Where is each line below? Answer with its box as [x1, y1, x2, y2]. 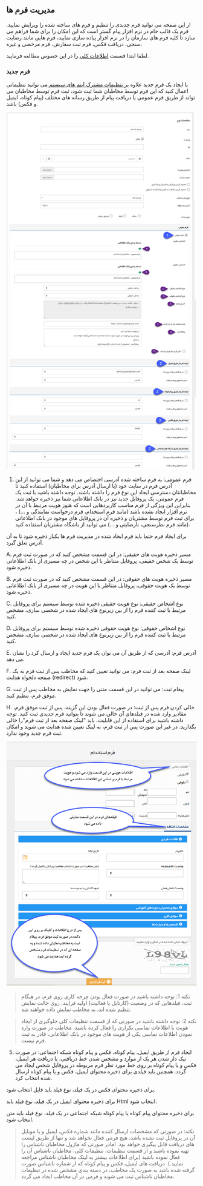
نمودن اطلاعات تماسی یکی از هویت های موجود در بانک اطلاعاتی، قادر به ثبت [21, 1030, 193, 1038]
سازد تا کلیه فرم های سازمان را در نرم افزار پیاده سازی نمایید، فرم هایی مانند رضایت [6, 33, 196, 41]
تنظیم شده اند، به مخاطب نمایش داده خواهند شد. [21, 1005, 132, 1013]
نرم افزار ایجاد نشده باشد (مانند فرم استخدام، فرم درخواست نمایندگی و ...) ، [14, 508, 187, 515]
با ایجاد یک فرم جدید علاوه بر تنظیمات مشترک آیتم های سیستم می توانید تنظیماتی [6, 81, 188, 88]
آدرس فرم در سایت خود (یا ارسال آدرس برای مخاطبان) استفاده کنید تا [14, 482, 172, 489]
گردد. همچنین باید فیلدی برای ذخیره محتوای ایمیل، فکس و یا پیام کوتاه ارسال [14, 1067, 186, 1075]
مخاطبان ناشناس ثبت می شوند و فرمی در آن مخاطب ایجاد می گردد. [21, 1172, 175, 1180]
